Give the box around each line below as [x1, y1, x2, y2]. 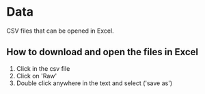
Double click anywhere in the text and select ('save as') [16, 79, 173, 87]
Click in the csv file [16, 64, 70, 72]
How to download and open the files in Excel [6, 46, 199, 58]
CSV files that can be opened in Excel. [6, 27, 114, 35]
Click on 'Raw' [16, 72, 57, 80]
